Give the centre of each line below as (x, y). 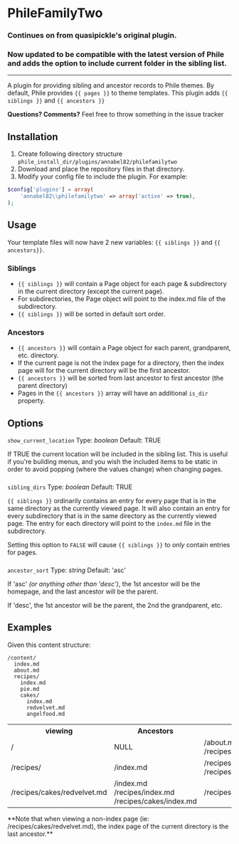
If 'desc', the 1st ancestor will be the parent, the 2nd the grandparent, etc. (115, 605)
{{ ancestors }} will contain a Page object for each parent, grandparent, (124, 348)
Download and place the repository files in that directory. (101, 169)
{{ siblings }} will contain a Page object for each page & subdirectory (122, 283)
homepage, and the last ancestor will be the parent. (83, 591)
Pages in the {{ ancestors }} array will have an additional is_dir (113, 394)
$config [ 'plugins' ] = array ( (51, 190)
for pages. (22, 552)
